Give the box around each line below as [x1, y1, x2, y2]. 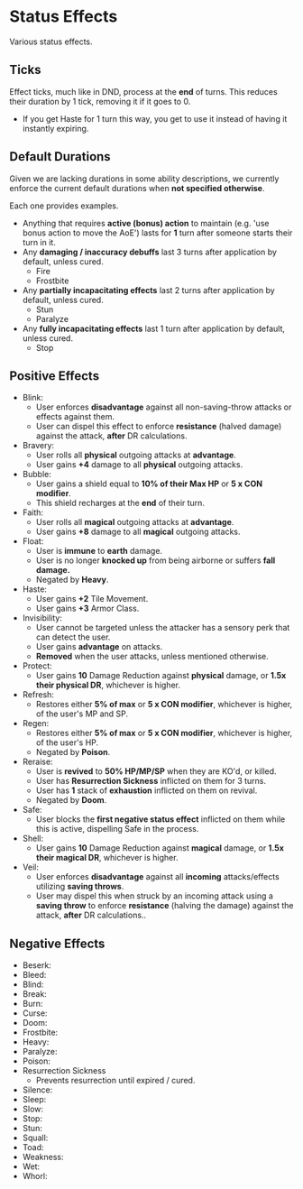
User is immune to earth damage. [35, 546, 163, 557]
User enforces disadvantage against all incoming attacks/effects [35, 871, 280, 882]
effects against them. [35, 411, 115, 422]
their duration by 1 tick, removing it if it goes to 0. [9, 96, 191, 106]
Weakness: [22, 1152, 64, 1163]
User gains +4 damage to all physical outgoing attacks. [35, 459, 243, 470]
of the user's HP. [35, 737, 99, 748]
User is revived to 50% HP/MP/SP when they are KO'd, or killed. [35, 766, 277, 777]
